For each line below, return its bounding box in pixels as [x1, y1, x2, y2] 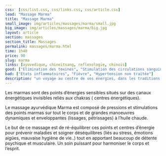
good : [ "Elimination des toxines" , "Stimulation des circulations [5, 67, 145, 72]
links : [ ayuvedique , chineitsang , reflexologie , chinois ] [5, 62, 127, 67]
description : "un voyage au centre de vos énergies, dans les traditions [5, 76, 161, 81]
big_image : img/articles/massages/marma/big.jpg [5, 26, 107, 31]
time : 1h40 [5, 48, 28, 53]
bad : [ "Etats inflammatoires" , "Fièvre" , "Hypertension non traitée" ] [5, 72, 154, 77]
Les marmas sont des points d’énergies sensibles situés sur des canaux [5, 89, 152, 95]
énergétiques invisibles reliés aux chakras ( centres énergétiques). [5, 95, 141, 101]
